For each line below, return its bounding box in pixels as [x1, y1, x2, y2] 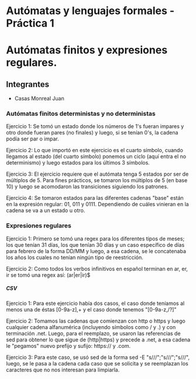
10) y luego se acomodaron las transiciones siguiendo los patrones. [6, 183, 169, 190]
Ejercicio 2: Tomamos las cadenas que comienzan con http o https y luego [6, 317, 185, 324]
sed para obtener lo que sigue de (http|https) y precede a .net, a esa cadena [6, 336, 191, 343]
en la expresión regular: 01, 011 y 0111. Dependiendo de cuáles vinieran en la [6, 201, 189, 208]
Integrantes [6, 79, 50, 89]
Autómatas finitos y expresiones [6, 43, 168, 57]
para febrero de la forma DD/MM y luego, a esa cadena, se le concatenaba [6, 247, 186, 254]
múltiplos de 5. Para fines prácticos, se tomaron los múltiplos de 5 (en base [6, 177, 188, 184]
